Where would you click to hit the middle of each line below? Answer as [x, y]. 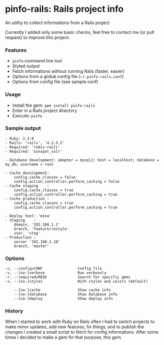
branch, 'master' [32, 246]
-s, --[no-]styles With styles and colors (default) [77, 282]
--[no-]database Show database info [66, 294]
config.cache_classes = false [45, 177]
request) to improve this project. [38, 37]
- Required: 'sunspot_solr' [34, 151]
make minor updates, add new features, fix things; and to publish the [75, 327]
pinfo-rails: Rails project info [64, 9]
